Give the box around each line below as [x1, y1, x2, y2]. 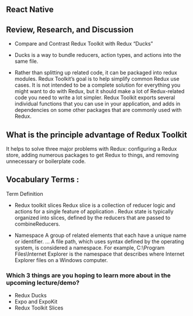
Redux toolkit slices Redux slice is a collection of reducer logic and [14, 202, 175, 209]
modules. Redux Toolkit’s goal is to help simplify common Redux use [14, 76, 180, 83]
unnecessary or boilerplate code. [6, 158, 86, 165]
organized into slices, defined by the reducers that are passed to [14, 214, 171, 221]
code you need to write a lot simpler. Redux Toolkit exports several [14, 94, 175, 101]
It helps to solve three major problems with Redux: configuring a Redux [6, 145, 177, 152]
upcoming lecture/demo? [6, 278, 80, 287]
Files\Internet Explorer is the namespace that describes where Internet [14, 250, 185, 257]
